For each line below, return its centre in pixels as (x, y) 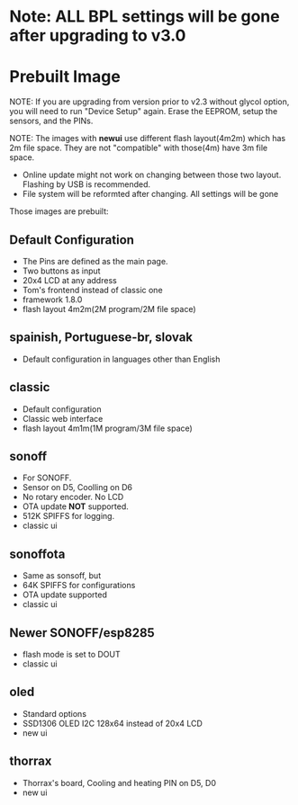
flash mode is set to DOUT (71, 654)
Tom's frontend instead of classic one (93, 290)
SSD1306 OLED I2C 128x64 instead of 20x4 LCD (112, 723)
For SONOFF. (47, 478)
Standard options (54, 713)
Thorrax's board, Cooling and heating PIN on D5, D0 (119, 783)
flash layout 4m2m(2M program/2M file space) (109, 309)
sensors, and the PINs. (51, 121)
